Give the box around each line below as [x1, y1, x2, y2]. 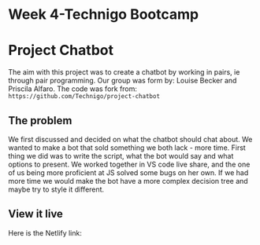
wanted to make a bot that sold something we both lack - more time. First [8, 143, 246, 152]
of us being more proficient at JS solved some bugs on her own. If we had [8, 167, 249, 177]
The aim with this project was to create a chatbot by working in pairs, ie [8, 68, 240, 77]
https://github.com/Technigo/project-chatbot [8, 93, 160, 101]
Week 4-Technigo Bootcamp [8, 5, 199, 24]
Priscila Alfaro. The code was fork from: [8, 84, 138, 93]
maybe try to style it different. [8, 185, 105, 194]
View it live [8, 207, 63, 221]
